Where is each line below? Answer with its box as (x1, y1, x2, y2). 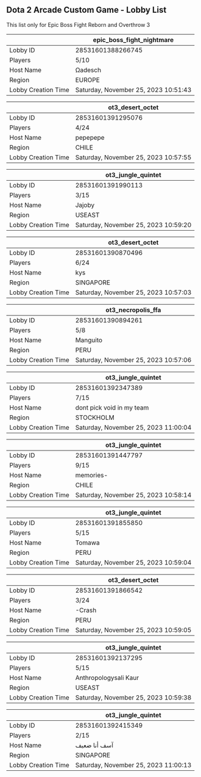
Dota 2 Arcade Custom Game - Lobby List (6, 5, 167, 15)
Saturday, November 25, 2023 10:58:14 (75, 491, 192, 499)
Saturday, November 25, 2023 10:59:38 (75, 693, 192, 701)
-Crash (75, 605, 97, 614)
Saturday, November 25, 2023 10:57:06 (75, 355, 192, 364)
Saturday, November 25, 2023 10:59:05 (75, 626, 192, 634)
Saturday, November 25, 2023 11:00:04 (75, 423, 192, 432)
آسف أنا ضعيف (75, 741, 114, 750)
